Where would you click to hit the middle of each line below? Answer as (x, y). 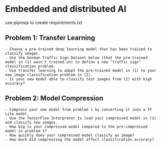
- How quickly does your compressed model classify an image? (70, 135)
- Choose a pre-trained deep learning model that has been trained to (79, 49)
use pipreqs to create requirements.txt (44, 22)
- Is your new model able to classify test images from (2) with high (79, 79)
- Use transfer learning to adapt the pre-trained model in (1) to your (81, 70)
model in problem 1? (26, 131)
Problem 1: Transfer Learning (50, 38)
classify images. (23, 53)
